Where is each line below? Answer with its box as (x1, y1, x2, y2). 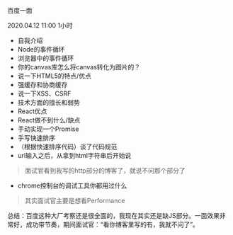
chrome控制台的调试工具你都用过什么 (17, 181, 127, 190)
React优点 (17, 107, 47, 115)
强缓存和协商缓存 (17, 81, 68, 88)
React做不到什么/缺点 (17, 116, 81, 124)
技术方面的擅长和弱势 (17, 98, 80, 106)
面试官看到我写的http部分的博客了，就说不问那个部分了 (24, 166, 186, 175)
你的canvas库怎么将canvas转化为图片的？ (17, 63, 141, 71)
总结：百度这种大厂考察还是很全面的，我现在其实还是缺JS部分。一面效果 (7, 212, 220, 219)
